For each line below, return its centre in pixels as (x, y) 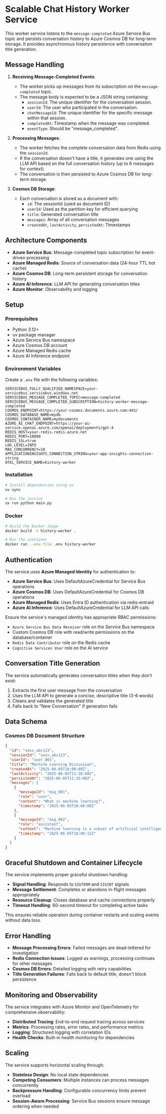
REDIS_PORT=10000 (23, 436)
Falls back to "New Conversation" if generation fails (65, 706)
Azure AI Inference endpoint (41, 356)
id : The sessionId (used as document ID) (68, 204)
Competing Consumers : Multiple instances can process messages (81, 1080)
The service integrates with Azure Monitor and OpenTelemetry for (72, 1007)
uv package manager (34, 335)
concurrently (25, 1085)
